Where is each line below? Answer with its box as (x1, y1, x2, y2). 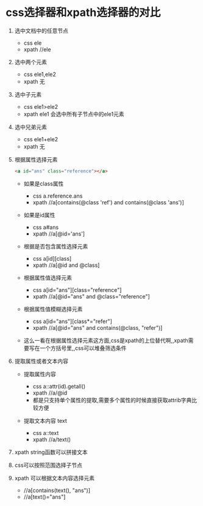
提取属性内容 (23, 370, 56, 378)
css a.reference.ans (32, 192, 83, 199)
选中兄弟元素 (14, 123, 47, 130)
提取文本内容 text (23, 417, 68, 424)
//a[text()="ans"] (23, 493, 66, 500)
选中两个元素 (14, 58, 47, 65)
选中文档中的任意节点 (14, 27, 68, 34)
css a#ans (32, 223, 59, 231)
